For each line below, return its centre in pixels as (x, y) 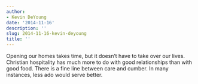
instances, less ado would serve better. (54, 75)
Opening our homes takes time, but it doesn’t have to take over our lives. (96, 56)
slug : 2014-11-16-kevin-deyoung (46, 34)
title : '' (19, 39)
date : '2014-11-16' (31, 22)
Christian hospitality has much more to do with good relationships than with (99, 62)
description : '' (26, 28)
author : (16, 12)
